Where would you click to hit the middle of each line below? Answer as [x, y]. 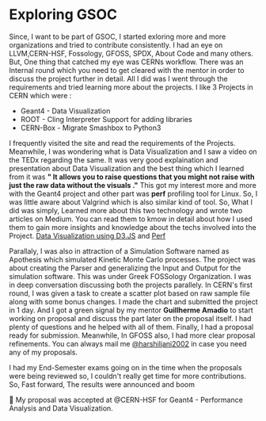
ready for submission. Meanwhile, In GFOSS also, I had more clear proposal [132, 335]
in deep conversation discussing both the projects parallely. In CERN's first [131, 285]
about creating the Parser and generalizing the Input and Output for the [125, 268]
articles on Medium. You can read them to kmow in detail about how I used [131, 219]
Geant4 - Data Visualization [65, 111]
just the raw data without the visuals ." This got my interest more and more [133, 185]
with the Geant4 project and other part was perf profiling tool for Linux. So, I [133, 193]
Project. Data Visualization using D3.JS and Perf [87, 235]
